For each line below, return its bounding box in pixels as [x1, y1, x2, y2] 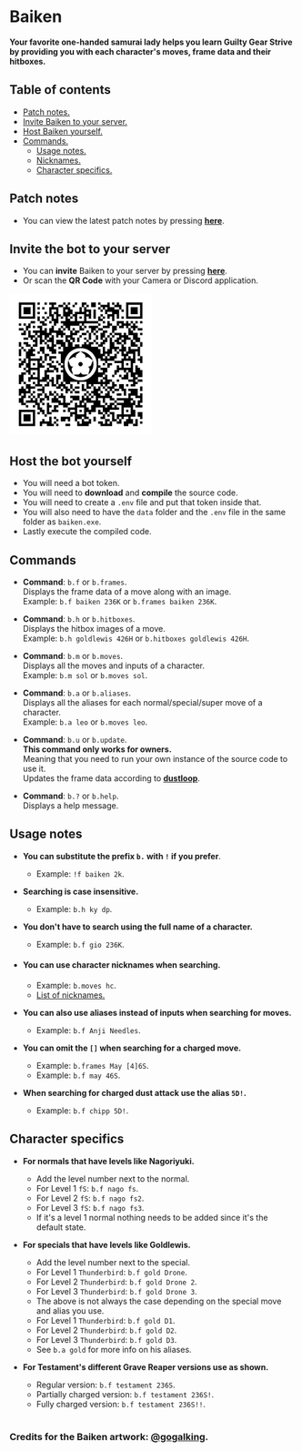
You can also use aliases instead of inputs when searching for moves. [22, 1008, 292, 1019]
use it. [22, 763, 46, 774]
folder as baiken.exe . [22, 516, 102, 527]
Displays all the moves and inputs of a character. [22, 660, 206, 671]
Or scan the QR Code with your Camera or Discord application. [22, 275, 259, 286]
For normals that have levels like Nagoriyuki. [22, 1155, 195, 1166]
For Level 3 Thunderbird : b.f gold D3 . [35, 1334, 177, 1345]
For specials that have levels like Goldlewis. [22, 1239, 191, 1250]
